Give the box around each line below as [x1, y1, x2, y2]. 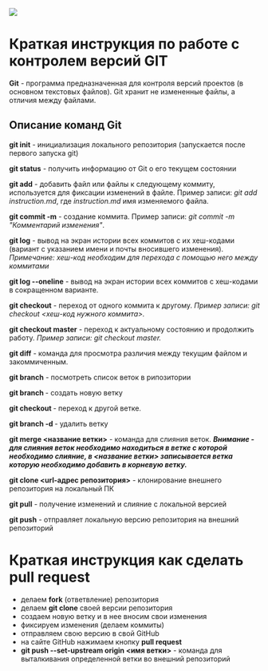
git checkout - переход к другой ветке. [9, 403, 142, 413]
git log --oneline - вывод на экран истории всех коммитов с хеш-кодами [9, 276, 258, 286]
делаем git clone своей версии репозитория [20, 603, 173, 613]
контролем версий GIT [9, 52, 168, 70]
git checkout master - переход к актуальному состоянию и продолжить [9, 324, 254, 334]
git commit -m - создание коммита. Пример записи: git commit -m [9, 212, 235, 221]
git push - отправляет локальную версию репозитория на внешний [9, 514, 239, 524]
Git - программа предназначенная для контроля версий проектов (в [9, 78, 244, 88]
